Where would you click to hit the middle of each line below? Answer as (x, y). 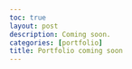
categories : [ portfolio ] (56, 43)
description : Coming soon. (60, 34)
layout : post (34, 26)
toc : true (28, 17)
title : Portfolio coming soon (66, 51)
